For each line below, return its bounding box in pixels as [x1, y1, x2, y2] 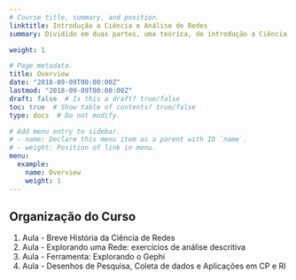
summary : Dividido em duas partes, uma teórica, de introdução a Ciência [9, 29, 288, 38]
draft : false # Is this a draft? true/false [9, 94, 180, 103]
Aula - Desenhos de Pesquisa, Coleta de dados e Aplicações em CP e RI [21, 261, 286, 271]
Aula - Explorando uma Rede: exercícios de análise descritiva [21, 242, 246, 253]
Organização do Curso [9, 209, 136, 224]
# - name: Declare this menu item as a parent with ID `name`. [9, 135, 248, 144]
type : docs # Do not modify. [9, 111, 121, 120]
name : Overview [25, 167, 82, 177]
